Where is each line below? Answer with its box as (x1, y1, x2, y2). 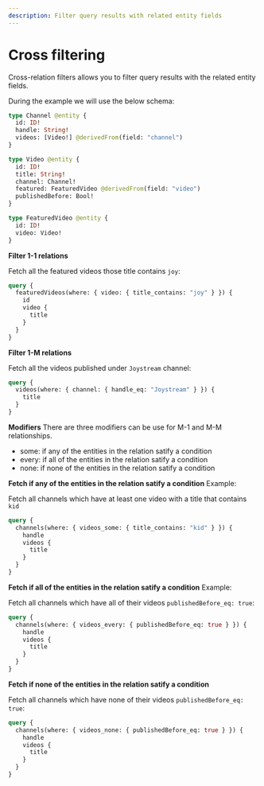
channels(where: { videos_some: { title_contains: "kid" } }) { (15, 523, 233, 531)
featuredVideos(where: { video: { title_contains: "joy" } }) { (15, 289, 233, 297)
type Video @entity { (8, 155, 80, 163)
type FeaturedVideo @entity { (8, 214, 109, 223)
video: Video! (15, 228, 62, 237)
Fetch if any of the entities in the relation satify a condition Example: (8, 478, 237, 488)
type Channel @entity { (8, 111, 87, 119)
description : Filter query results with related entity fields (8, 11, 223, 20)
